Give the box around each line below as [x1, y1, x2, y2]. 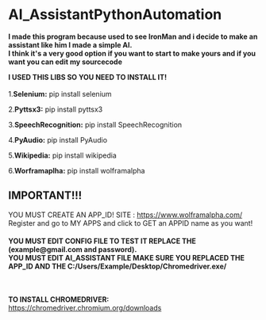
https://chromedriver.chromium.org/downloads [8, 303, 162, 312]
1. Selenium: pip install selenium [8, 89, 113, 98]
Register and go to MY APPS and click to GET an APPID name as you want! [8, 218, 253, 227]
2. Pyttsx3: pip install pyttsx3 [8, 105, 103, 114]
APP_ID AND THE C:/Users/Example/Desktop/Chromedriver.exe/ [8, 261, 227, 271]
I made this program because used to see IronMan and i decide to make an [8, 32, 258, 41]
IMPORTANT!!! [8, 189, 83, 203]
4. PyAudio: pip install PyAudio [8, 135, 108, 144]
